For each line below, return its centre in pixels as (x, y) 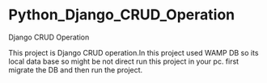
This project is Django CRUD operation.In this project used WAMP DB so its (133, 52)
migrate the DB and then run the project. (76, 69)
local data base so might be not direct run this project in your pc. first (124, 61)
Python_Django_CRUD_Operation (122, 15)
